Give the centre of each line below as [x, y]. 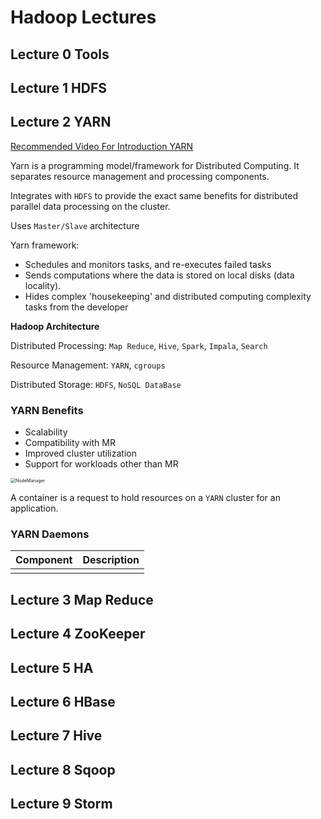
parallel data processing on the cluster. [90, 206]
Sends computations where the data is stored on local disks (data [159, 275]
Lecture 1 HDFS [58, 87]
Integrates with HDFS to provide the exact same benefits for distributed [154, 195]
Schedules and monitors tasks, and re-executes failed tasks [148, 264]
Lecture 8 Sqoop [63, 769]
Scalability [46, 432]
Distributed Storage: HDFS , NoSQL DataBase [96, 384]
